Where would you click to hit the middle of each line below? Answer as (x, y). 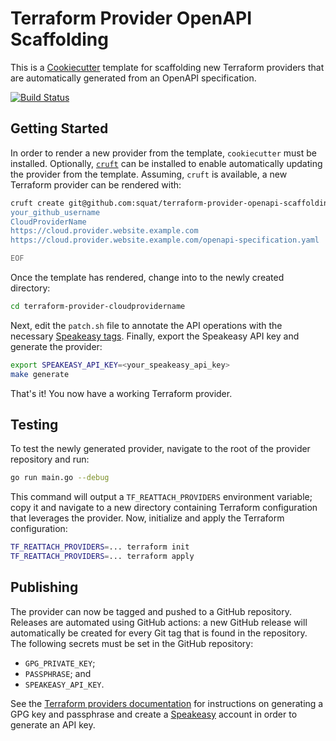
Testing (34, 425)
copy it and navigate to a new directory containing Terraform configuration (164, 508)
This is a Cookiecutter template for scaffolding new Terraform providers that (167, 67)
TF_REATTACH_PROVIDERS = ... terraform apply (102, 557)
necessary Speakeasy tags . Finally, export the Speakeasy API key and (155, 336)
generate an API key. (53, 724)
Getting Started (59, 128)
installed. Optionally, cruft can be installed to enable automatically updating (166, 163)
